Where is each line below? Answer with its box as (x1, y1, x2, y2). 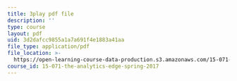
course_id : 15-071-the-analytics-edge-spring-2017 (7, 63, 159, 70)
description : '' (7, 17, 55, 24)
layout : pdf (7, 30, 42, 37)
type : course (7, 23, 46, 30)
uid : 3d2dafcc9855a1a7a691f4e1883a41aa (7, 37, 125, 44)
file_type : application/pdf (7, 43, 90, 50)
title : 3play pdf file (7, 10, 74, 18)
